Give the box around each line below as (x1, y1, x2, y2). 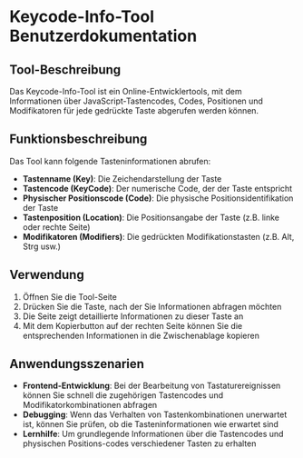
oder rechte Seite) (22, 221, 91, 233)
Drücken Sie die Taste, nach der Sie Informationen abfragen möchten (22, 301, 282, 312)
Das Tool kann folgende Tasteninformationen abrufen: (9, 155, 211, 166)
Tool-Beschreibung (9, 62, 122, 77)
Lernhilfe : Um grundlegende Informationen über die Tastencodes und (22, 429, 284, 440)
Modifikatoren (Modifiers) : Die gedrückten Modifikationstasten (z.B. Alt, (22, 231, 295, 242)
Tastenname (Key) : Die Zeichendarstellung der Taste (22, 173, 222, 184)
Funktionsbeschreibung (9, 132, 148, 147)
